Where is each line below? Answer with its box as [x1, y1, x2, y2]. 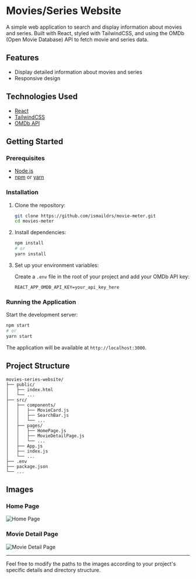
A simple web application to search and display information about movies [6, 23, 182, 30]
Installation [6, 189, 39, 197]
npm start [6, 323, 30, 328]
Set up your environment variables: [14, 262, 99, 269]
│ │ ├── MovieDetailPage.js [6, 433, 85, 438]
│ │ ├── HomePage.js [6, 427, 66, 434]
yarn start [6, 333, 33, 339]
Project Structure [6, 361, 70, 371]
